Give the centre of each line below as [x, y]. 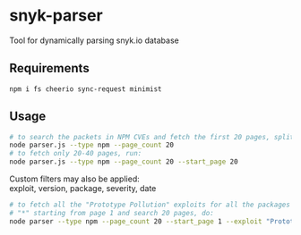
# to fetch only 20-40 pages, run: [76, 154]
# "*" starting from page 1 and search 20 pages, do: [112, 213]
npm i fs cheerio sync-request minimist [86, 89]
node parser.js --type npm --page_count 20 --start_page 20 [124, 162]
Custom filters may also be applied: [75, 179]
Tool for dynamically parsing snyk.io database [94, 40]
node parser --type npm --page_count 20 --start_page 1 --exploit [136, 221]
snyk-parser [56, 16]
